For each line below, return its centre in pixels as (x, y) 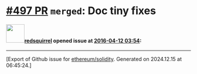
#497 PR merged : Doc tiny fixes (81, 11)
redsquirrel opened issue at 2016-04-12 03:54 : (83, 41)
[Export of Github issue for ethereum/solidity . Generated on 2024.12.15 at (94, 59)
